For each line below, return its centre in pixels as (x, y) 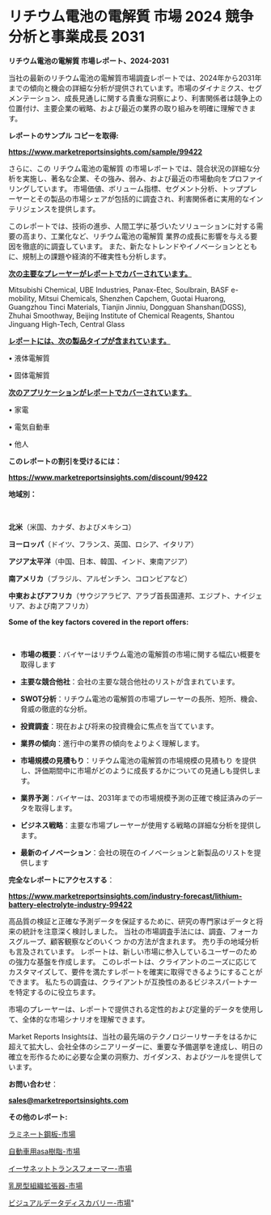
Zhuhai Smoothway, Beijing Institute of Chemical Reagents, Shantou (121, 315)
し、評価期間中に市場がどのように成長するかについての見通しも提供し (137, 770)
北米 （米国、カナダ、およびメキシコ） (72, 527)
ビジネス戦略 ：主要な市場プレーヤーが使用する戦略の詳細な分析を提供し (140, 825)
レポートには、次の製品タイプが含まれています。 (90, 341)
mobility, (23, 298)
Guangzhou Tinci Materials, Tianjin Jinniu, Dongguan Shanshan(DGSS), (127, 307)
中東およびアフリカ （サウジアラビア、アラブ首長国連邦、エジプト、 (121, 595)
